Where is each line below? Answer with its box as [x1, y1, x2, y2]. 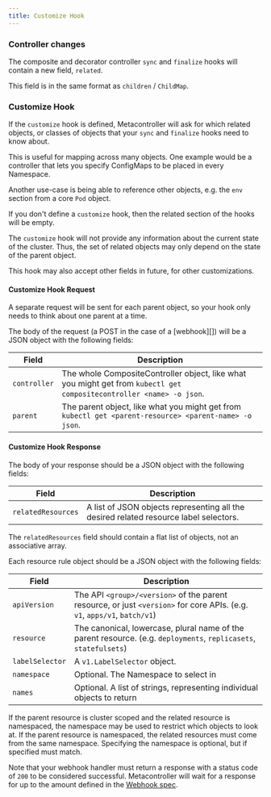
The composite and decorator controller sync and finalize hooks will [8, 56, 238, 66]
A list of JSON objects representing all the [85, 501, 245, 512]
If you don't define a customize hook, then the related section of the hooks [8, 209, 256, 219]
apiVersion [12, 600, 54, 609]
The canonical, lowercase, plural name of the [73, 622, 244, 633]
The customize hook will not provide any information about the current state [8, 233, 260, 243]
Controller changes [8, 38, 86, 49]
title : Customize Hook [8, 11, 85, 20]
